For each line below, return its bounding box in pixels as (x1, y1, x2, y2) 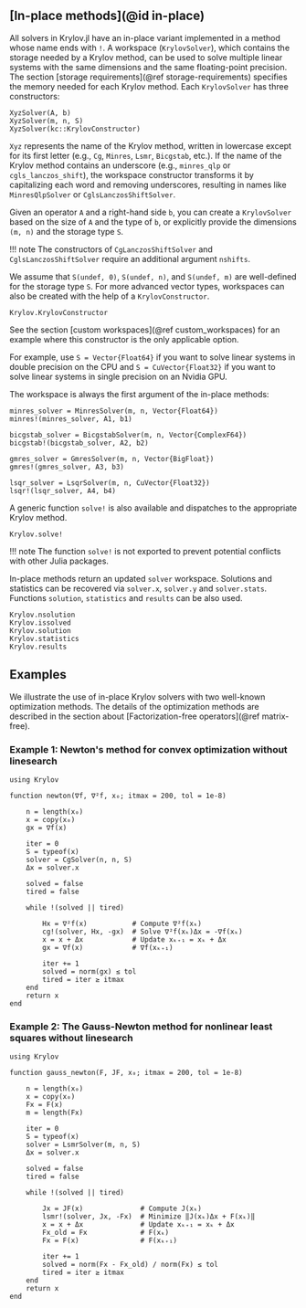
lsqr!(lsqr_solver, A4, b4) (9, 486, 117, 495)
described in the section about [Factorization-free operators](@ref (9, 711, 260, 722)
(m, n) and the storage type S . (9, 226, 124, 237)
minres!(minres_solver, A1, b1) (9, 414, 132, 424)
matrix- (261, 711, 290, 722)
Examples (9, 667, 67, 682)
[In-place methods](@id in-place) (9, 8, 206, 24)
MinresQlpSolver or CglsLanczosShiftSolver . (9, 188, 176, 200)
